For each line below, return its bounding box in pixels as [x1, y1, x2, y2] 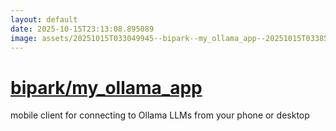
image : [10, 33, 38, 43]
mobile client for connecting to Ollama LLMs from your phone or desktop [10, 109, 310, 121]
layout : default [10, 14, 78, 25]
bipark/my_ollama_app [10, 76, 203, 99]
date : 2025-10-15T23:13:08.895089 [10, 24, 155, 34]
